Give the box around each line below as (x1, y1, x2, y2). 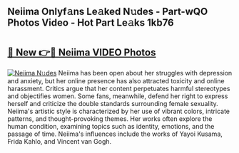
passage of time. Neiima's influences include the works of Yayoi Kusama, (7, 130, 223, 138)
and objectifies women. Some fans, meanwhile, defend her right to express (7, 92, 228, 100)
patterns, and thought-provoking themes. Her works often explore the (7, 115, 213, 123)
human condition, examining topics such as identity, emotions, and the (7, 122, 215, 130)
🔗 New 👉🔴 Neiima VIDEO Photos (7, 46, 156, 58)
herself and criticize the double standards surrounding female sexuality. (7, 100, 219, 107)
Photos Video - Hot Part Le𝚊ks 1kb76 (7, 17, 174, 29)
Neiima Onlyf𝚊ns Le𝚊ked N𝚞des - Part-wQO (7, 6, 208, 18)
